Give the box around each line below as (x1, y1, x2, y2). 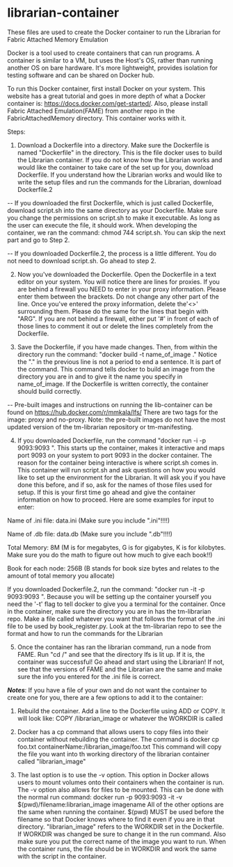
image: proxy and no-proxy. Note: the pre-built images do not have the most (7, 415, 226, 424)
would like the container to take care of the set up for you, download (17, 163, 214, 171)
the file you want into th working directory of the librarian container (17, 749, 210, 758)
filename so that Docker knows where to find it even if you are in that (17, 815, 216, 823)
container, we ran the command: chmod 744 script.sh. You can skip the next (7, 228, 226, 237)
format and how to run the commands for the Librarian (7, 629, 163, 637)
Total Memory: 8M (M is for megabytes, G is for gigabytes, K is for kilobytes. (7, 543, 226, 551)
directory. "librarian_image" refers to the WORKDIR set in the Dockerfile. (17, 822, 225, 831)
